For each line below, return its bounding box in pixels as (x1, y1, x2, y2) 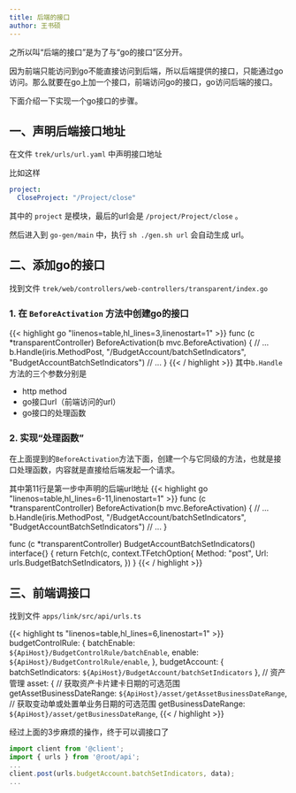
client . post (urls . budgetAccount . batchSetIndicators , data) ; (9, 769, 236, 778)
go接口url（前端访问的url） (21, 396, 121, 407)
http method (21, 386, 67, 396)
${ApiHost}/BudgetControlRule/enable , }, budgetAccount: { (9, 657, 224, 667)
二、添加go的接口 (9, 258, 106, 273)
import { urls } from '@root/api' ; (9, 753, 140, 762)
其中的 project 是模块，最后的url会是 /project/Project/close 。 (9, 211, 243, 221)
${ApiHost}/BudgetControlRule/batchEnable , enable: (9, 647, 199, 658)
